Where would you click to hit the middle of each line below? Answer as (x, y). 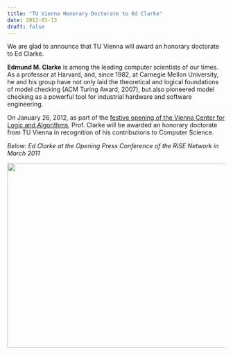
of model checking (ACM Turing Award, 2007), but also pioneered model (111, 89)
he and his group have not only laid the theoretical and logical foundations (113, 82)
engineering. (25, 104)
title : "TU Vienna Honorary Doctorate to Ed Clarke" (85, 14)
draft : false (26, 26)
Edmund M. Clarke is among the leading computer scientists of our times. (113, 68)
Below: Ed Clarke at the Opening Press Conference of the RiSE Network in (113, 146)
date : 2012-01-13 (32, 20)
